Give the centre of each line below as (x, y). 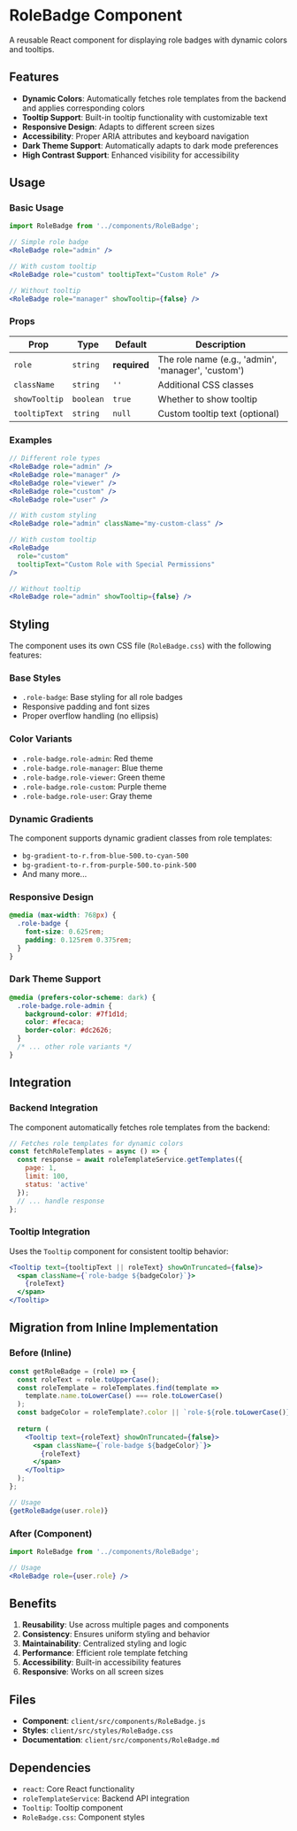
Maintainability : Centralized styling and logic (104, 1643)
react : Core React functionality (78, 1789)
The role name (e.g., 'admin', (217, 359)
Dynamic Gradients (52, 819)
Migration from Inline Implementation (114, 1328)
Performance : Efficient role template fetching (105, 1653)
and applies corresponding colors (84, 108)
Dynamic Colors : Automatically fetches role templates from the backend (154, 98)
